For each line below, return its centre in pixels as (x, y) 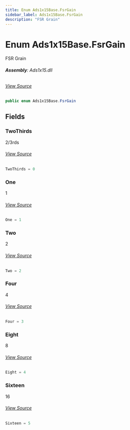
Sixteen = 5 (18, 423)
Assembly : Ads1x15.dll (29, 70)
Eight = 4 (16, 372)
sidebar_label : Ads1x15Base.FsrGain (44, 15)
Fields (15, 117)
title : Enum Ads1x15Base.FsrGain (41, 10)
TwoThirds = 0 (20, 169)
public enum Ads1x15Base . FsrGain (41, 101)
